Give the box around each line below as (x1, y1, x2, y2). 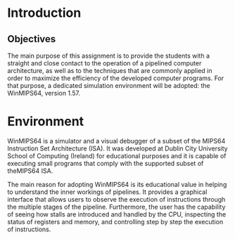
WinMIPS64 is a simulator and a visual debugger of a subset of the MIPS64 (7, 136, 226, 145)
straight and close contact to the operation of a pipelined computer (7, 59, 202, 67)
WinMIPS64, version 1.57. (7, 89, 81, 97)
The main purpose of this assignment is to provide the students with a (7, 51, 210, 60)
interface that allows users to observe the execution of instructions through (7, 195, 226, 203)
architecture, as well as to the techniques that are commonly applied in (7, 67, 212, 75)
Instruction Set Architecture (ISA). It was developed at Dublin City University (7, 144, 228, 153)
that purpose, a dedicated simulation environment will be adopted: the (7, 82, 211, 89)
